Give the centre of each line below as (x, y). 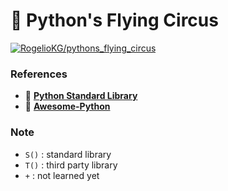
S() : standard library (68, 154)
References (39, 74)
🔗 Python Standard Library (81, 96)
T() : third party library (71, 165)
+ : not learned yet (62, 175)
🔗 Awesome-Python (67, 106)
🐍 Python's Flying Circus (114, 20)
